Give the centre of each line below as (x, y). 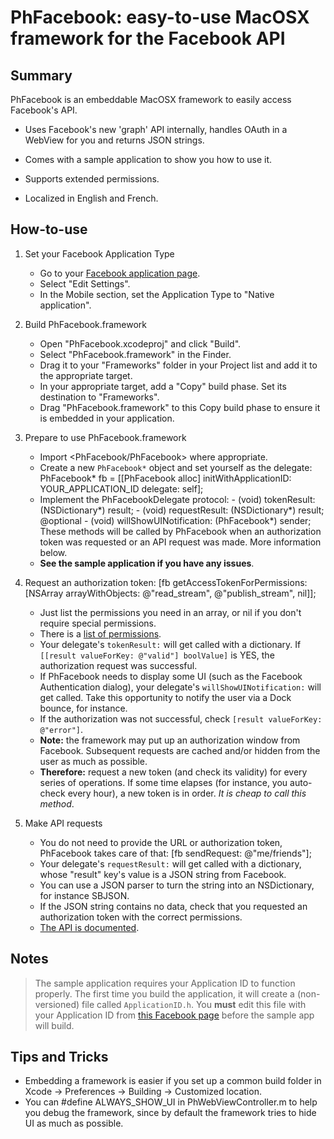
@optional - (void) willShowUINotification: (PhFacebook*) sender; (175, 520)
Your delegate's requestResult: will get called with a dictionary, (170, 863)
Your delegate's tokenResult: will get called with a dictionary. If (170, 644)
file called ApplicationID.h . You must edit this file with (194, 1004)
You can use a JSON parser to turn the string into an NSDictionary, (177, 885)
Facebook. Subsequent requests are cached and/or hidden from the (180, 750)
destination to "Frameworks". (99, 397)
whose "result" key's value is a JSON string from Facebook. (163, 874)
